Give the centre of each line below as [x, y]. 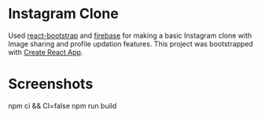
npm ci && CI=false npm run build [62, 105]
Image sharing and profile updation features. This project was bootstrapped [131, 43]
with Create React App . [46, 52]
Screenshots [51, 84]
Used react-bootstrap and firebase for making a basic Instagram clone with [130, 35]
